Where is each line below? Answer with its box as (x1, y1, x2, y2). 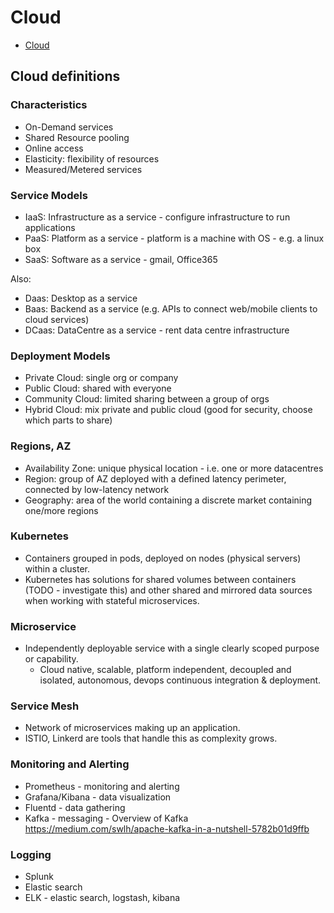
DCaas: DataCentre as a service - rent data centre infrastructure (24, 324, 290, 336)
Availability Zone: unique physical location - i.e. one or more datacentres (24, 462, 324, 474)
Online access (24, 142, 84, 154)
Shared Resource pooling (24, 131, 130, 143)
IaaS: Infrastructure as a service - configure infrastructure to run (24, 211, 291, 223)
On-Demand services (24, 121, 114, 133)
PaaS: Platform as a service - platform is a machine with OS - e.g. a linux (24, 232, 325, 244)
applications (24, 221, 76, 233)
